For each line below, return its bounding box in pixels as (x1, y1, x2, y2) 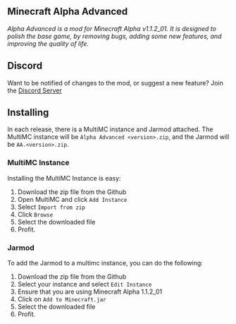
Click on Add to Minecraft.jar (17, 295, 107, 304)
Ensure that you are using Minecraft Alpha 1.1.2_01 (17, 287, 163, 296)
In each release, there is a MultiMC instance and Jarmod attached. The (7, 125, 213, 133)
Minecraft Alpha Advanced (7, 6, 128, 18)
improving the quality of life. (7, 39, 89, 48)
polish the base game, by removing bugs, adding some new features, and (7, 32, 222, 40)
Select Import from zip (17, 203, 86, 211)
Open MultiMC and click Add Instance (17, 195, 128, 203)
